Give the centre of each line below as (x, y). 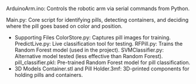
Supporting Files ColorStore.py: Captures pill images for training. (93, 37)
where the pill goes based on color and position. (64, 26)
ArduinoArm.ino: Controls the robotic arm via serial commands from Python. (98, 9)
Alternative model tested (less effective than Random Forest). (89, 56)
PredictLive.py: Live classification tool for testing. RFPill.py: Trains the (99, 44)
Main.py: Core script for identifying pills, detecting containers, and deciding (97, 20)
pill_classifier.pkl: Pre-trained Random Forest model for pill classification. (102, 62)
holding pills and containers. (49, 75)
